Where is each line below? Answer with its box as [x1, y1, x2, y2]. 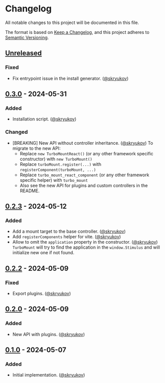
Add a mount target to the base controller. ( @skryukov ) [12, 228, 126, 235]
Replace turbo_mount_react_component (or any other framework [19, 172, 150, 178]
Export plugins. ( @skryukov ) [12, 290, 71, 296]
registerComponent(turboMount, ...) [19, 167, 96, 172]
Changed [5, 128, 28, 135]
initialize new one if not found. [12, 250, 75, 256]
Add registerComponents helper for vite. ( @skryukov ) [12, 234, 121, 240]
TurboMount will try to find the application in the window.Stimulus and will [12, 244, 161, 250]
